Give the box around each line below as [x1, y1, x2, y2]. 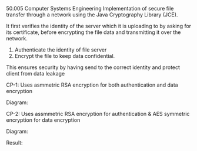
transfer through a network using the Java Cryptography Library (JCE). [6, 11, 178, 18]
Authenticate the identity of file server [14, 46, 107, 53]
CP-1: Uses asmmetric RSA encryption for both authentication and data [6, 81, 178, 88]
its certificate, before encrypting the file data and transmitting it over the [6, 29, 181, 36]
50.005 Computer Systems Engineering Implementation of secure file [6, 5, 174, 12]
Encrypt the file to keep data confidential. [14, 53, 115, 59]
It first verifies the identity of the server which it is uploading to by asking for [6, 23, 192, 29]
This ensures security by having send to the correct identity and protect [6, 64, 181, 71]
